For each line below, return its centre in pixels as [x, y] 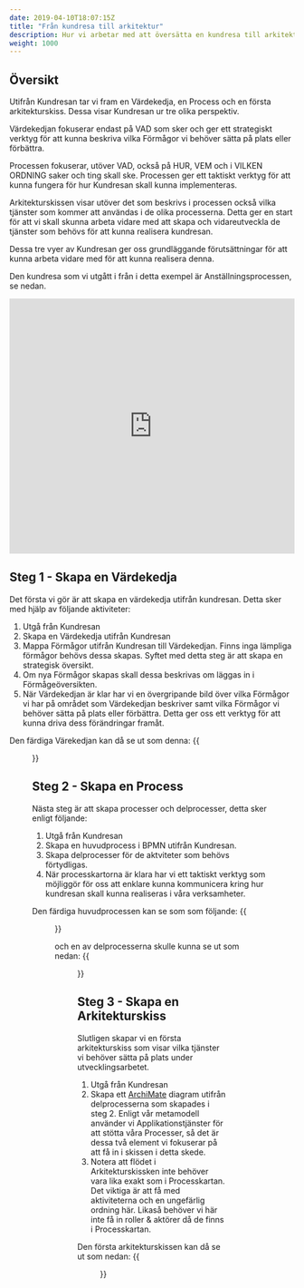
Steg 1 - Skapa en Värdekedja [94, 577]
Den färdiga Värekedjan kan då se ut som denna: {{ [104, 740]
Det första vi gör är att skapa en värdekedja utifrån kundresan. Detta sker [146, 599]
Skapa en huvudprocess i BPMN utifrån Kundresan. [141, 845]
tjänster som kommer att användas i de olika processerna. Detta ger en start [151, 212]
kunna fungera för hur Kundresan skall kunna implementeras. [123, 185]
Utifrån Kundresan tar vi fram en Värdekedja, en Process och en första [140, 102]
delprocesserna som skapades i [150, 1104]
